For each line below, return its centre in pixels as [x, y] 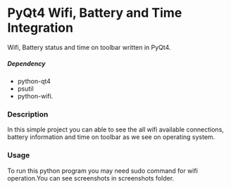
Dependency [26, 63]
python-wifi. [35, 96]
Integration [40, 28]
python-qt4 [34, 81]
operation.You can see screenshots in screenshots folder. [91, 178]
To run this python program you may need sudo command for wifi [103, 171]
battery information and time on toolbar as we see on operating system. [111, 137]
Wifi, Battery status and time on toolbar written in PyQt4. [89, 47]
